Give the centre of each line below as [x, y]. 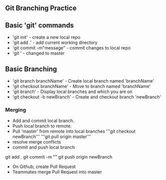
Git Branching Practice [41, 8]
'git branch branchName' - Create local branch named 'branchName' [83, 81]
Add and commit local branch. [43, 121]
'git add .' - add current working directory [55, 42]
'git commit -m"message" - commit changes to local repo [72, 48]
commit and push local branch [44, 147]
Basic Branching [31, 69]
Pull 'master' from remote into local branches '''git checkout [74, 131]
